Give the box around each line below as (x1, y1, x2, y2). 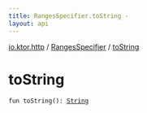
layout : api (8, 20, 49, 28)
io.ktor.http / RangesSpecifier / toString (8, 41, 140, 51)
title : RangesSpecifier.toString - (8, 11, 129, 20)
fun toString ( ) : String (8, 97, 89, 106)
